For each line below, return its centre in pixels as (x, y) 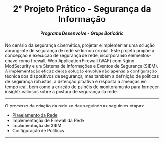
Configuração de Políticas (38, 131)
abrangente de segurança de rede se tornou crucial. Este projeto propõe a (80, 51)
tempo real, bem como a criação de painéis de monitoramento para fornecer (82, 87)
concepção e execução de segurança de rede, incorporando (66, 56)
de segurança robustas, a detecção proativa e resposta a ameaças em (76, 82)
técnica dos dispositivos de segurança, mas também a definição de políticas (82, 76)
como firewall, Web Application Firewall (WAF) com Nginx (76, 61)
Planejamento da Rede (35, 115)
